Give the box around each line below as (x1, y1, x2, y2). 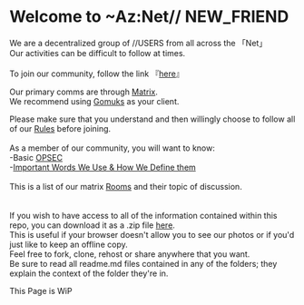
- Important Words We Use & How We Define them (9, 162, 197, 172)
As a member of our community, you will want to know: (9, 143, 215, 153)
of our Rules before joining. (9, 123, 112, 133)
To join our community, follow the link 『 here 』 (9, 68, 184, 79)
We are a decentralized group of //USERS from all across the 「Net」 (9, 37, 268, 48)
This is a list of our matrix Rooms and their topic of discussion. (9, 181, 242, 192)
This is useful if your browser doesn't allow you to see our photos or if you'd (9, 229, 295, 240)
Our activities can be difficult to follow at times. (9, 47, 186, 58)
